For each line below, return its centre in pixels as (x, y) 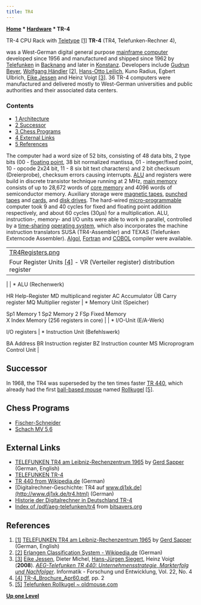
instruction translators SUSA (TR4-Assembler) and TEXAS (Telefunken (93, 232)
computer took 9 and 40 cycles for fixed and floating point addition (89, 206)
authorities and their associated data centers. (62, 90)
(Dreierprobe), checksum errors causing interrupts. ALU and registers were (99, 175)
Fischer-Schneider (38, 422)
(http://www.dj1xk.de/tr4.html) (52, 494)
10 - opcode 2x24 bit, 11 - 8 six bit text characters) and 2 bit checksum (93, 168)
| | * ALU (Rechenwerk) (35, 284)
